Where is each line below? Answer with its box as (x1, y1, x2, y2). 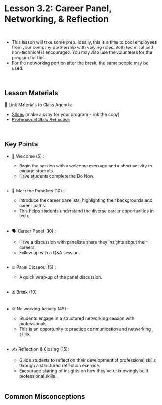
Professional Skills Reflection (11, 116, 70, 122)
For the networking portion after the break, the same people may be (11, 60, 149, 66)
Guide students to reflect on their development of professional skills (19, 357, 156, 363)
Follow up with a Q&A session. (19, 249, 80, 255)
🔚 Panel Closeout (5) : (11, 264, 56, 270)
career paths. (19, 202, 46, 208)
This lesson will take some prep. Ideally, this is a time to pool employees (11, 39, 157, 45)
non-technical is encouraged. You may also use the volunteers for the (11, 49, 153, 55)
